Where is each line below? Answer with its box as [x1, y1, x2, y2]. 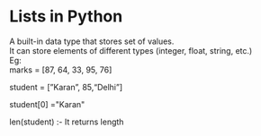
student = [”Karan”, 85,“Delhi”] [9, 81, 123, 92]
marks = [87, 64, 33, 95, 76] [9, 64, 112, 75]
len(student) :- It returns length [9, 116, 124, 127]
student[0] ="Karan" [9, 98, 85, 109]
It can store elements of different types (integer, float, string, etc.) [9, 45, 253, 55]
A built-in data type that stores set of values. [9, 36, 175, 47]
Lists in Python [9, 6, 123, 27]
